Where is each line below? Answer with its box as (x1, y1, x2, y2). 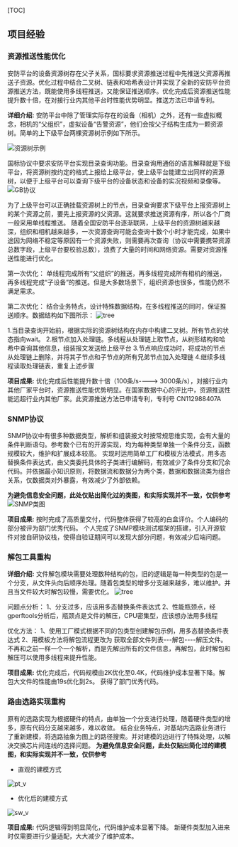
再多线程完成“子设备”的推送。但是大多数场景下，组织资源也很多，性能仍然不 (7, 277, 230, 287)
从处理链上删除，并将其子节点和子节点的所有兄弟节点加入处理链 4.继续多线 (7, 352, 226, 361)
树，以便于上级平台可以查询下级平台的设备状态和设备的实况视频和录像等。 (7, 176, 225, 185)
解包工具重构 (7, 552, 52, 562)
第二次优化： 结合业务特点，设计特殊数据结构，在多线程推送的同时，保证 (7, 302, 220, 310)
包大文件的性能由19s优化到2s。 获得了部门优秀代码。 (7, 677, 163, 686)
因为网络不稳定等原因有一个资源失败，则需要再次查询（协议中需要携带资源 (13, 236, 231, 245)
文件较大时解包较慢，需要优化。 (19, 587, 113, 596)
